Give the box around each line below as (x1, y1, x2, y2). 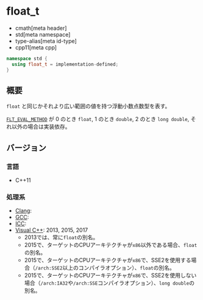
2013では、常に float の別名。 (24, 234, 99, 241)
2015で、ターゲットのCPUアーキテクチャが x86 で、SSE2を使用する (24, 257, 191, 264)
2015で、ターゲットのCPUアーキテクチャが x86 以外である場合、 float (24, 242, 198, 249)
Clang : (15, 207, 32, 214)
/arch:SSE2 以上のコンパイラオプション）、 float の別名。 (35, 264, 175, 271)
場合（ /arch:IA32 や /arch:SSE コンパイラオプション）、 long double (24, 279, 190, 287)
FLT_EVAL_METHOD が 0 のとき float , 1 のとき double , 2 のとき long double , (6, 116, 190, 123)
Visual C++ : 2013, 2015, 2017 (15, 226, 88, 234)
